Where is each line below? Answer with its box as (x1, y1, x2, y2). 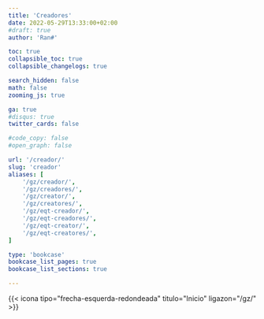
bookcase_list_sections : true (8, 265, 108, 273)
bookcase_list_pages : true (8, 258, 97, 266)
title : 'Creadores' (8, 11, 73, 20)
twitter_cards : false (8, 120, 80, 128)
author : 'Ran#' (8, 33, 58, 42)
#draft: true (8, 26, 51, 34)
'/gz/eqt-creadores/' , (22, 214, 97, 222)
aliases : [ (8, 170, 44, 178)
